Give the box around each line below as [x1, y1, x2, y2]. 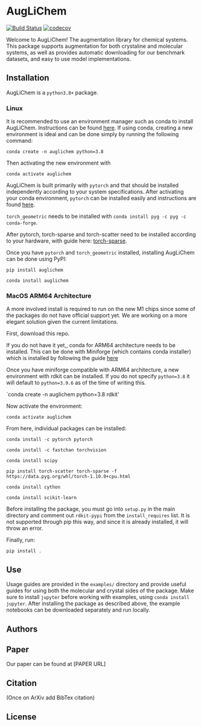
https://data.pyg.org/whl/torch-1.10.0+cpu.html [6, 474, 131, 480]
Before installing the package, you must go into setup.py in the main [6, 505, 175, 512]
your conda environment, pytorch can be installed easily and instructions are [6, 195, 197, 202]
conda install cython [6, 484, 61, 491]
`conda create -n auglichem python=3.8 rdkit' [6, 391, 119, 398]
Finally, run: [6, 537, 35, 544]
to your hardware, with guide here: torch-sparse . [6, 237, 128, 244]
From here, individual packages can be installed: [6, 425, 127, 432]
